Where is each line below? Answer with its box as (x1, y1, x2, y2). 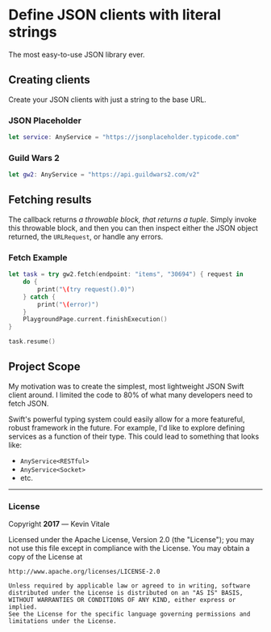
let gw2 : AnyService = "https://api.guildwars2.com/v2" (8, 171, 200, 179)
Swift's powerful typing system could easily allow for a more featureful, (8, 414, 245, 424)
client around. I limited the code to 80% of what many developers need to (8, 390, 253, 400)
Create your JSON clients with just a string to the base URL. (8, 95, 207, 104)
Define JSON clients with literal (8, 6, 222, 24)
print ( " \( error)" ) (37, 300, 99, 308)
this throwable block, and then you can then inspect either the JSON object (8, 223, 258, 232)
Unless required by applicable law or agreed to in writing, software (8, 582, 251, 590)
